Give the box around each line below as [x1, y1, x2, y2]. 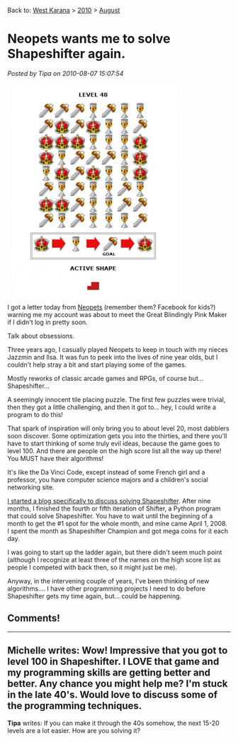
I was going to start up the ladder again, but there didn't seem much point [7, 548, 222, 556]
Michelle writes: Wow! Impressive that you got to [7, 644, 228, 657]
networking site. [7, 483, 55, 491]
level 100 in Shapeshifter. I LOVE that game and [7, 656, 220, 668]
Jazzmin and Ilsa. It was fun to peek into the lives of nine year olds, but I [7, 353, 218, 361]
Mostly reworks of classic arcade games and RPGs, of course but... [7, 374, 204, 382]
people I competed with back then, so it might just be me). [7, 563, 177, 571]
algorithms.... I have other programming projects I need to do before [7, 584, 205, 593]
